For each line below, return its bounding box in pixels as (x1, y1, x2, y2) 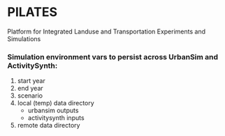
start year (17, 77, 45, 85)
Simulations (7, 34, 41, 43)
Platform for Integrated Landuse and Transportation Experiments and (7, 27, 206, 36)
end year (17, 84, 43, 93)
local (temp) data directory (17, 99, 94, 107)
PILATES (7, 4, 58, 20)
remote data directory (17, 121, 80, 130)
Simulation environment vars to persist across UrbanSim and (7, 52, 219, 61)
